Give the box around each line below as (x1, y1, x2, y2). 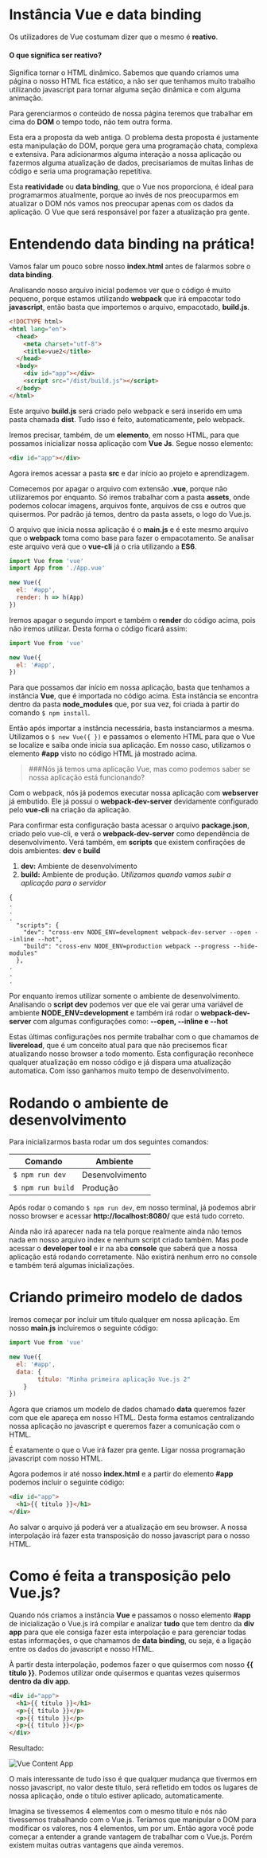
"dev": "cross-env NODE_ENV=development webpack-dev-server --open (23, 929, 251, 937)
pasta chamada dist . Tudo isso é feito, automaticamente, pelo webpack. (9, 414, 246, 424)
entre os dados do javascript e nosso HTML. (9, 1644, 154, 1653)
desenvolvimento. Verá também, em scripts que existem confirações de (9, 838, 246, 847)
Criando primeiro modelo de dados (9, 1289, 243, 1307)
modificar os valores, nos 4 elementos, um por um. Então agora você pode (9, 1824, 254, 1833)
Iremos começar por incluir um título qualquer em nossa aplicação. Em (9, 1315, 241, 1324)
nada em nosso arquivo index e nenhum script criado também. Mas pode (9, 1235, 249, 1245)
